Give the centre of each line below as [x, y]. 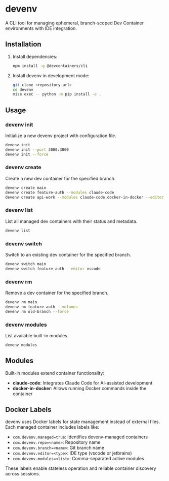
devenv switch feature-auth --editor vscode [53, 269]
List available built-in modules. [37, 335]
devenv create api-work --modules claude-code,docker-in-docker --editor [85, 197]
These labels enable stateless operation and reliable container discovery [81, 468]
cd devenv [23, 89]
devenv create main [26, 188]
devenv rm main [21, 302]
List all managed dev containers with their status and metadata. [71, 221]
